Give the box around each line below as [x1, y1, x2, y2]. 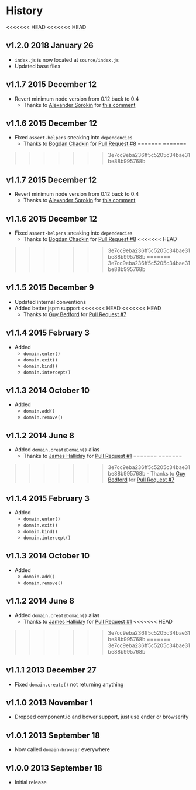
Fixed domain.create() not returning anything [14, 681, 124, 688]
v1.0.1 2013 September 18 [6, 730, 101, 740]
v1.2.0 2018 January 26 [6, 41, 94, 51]
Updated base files [14, 62, 60, 69]
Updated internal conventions [14, 298, 87, 305]
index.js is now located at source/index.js [14, 56, 119, 63]
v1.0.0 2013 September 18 [6, 763, 102, 773]
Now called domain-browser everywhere [14, 746, 110, 753]
